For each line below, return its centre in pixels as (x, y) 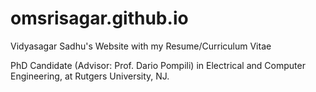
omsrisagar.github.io (99, 18)
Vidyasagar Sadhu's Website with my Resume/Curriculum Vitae (141, 46)
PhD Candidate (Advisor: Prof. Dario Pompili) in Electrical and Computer (158, 65)
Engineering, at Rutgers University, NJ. (90, 76)
